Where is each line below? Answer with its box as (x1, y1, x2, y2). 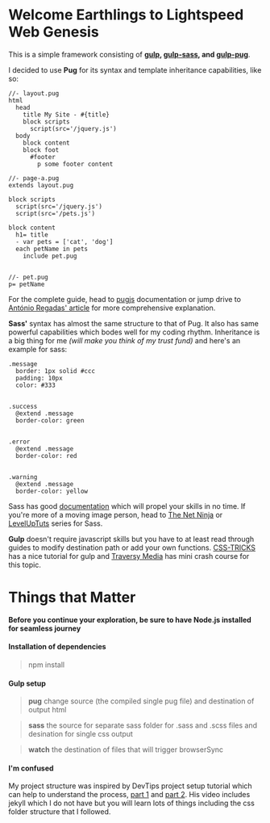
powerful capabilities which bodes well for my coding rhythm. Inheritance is (8, 327, 260, 337)
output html (27, 705, 67, 715)
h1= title (15, 230, 48, 239)
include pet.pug (23, 252, 78, 260)
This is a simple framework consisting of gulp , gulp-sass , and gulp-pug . (8, 49, 251, 59)
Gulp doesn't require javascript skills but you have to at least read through (8, 534, 255, 544)
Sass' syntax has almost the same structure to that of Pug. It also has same (8, 318, 260, 328)
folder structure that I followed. (8, 807, 111, 817)
